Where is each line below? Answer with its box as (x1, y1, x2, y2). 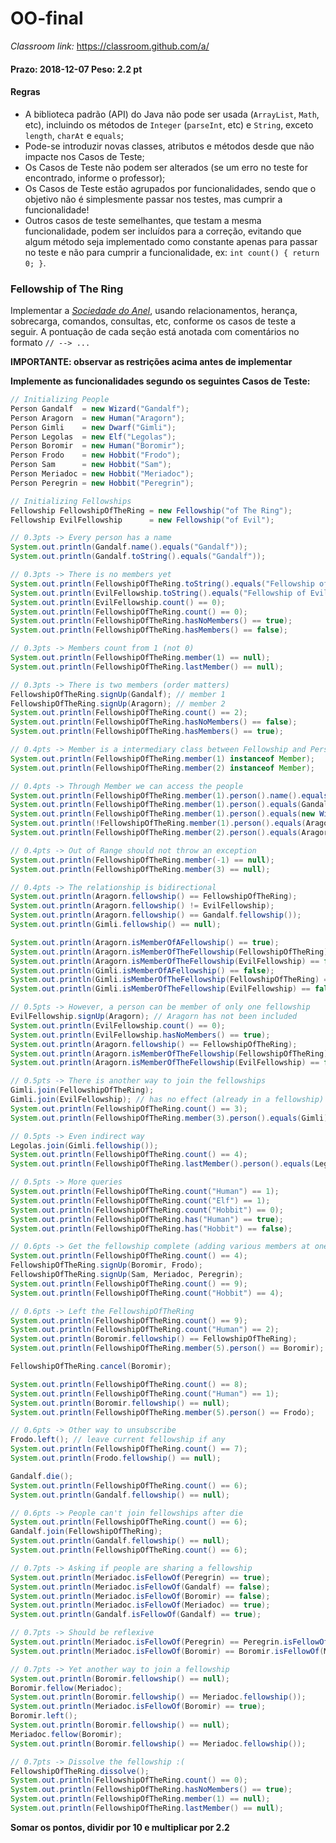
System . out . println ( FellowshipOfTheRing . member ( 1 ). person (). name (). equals (10, 790, 329, 801)
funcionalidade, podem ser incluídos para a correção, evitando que (24, 225, 302, 237)
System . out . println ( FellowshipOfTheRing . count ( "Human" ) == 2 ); (10, 1325, 280, 1335)
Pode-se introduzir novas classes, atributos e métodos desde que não (24, 140, 315, 152)
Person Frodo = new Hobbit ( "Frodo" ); (10, 450, 182, 461)
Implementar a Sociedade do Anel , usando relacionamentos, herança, (10, 305, 298, 317)
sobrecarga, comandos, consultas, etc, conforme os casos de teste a (10, 315, 297, 327)
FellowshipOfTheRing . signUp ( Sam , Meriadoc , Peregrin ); (10, 1270, 244, 1280)
